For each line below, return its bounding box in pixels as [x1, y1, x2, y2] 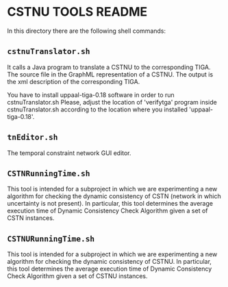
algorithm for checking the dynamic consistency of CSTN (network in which [7, 192, 221, 200]
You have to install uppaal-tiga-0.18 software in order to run [7, 90, 175, 99]
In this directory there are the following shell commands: [7, 27, 166, 35]
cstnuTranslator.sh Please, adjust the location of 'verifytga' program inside [7, 98, 217, 106]
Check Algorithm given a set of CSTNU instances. [7, 272, 148, 280]
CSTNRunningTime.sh [7, 168, 90, 178]
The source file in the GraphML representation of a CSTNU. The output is [7, 70, 214, 79]
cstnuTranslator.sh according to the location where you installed [7, 105, 188, 113]
